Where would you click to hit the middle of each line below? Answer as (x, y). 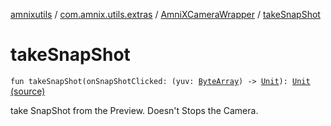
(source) (28, 91)
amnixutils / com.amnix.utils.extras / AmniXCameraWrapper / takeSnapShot (165, 14)
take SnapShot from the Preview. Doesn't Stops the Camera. (134, 110)
